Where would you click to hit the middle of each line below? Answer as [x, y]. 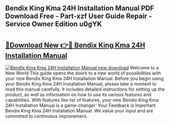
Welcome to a [144, 68]
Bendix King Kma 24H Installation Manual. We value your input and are [79, 111]
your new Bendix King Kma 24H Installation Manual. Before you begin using [84, 78]
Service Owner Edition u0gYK [54, 24]
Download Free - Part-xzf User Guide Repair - [79, 16]
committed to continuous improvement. [47, 116]
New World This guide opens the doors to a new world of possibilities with [83, 73]
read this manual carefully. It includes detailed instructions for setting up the [85, 89]
